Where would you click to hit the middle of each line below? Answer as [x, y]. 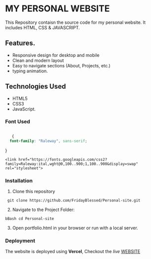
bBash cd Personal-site [30, 218]
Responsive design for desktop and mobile [56, 55]
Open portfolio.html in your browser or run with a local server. [75, 228]
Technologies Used [35, 86]
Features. [20, 43]
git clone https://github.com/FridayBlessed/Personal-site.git [74, 200]
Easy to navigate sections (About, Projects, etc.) [61, 65]
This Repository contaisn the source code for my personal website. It [75, 22]
